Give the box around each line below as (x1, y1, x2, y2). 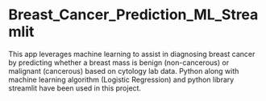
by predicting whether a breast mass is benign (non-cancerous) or (8, 58, 230, 67)
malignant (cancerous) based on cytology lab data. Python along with (8, 66, 239, 75)
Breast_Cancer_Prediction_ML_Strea (8, 6, 259, 24)
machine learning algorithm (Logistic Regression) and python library (8, 75, 235, 84)
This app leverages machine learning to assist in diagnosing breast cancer (8, 49, 256, 59)
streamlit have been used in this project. (8, 83, 142, 93)
